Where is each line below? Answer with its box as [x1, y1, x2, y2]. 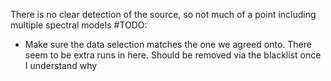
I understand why [24, 60, 98, 71]
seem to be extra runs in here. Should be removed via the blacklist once [24, 49, 322, 61]
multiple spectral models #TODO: [10, 19, 148, 31]
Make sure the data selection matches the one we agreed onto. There [24, 39, 312, 50]
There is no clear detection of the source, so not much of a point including [10, 9, 317, 20]
